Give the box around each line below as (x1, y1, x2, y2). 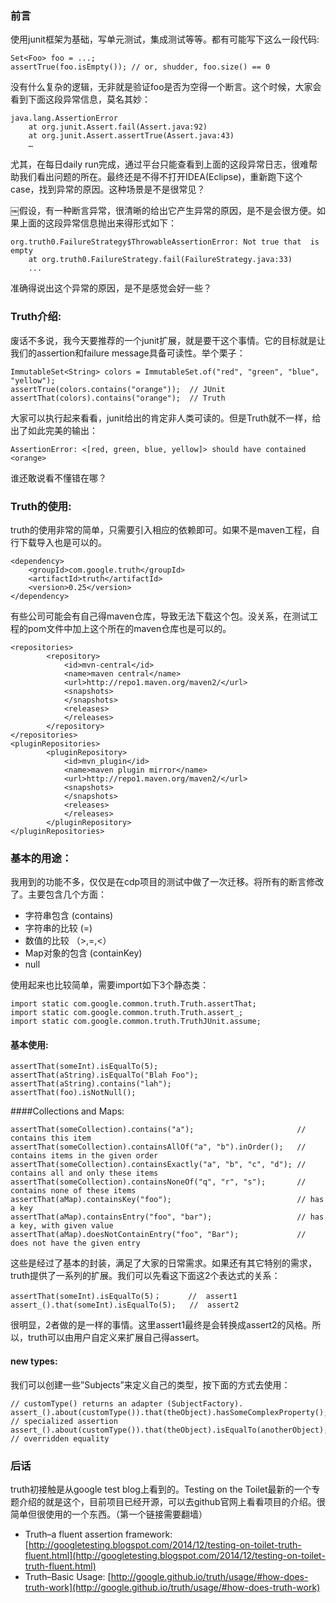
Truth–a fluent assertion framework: (24, 1528, 173, 1540)
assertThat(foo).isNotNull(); (10, 1088, 137, 1098)
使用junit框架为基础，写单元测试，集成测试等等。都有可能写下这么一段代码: (10, 33, 320, 46)
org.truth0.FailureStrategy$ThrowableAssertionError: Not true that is (10, 237, 320, 247)
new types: (10, 1355, 58, 1367)
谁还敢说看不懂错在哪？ (10, 472, 107, 484)
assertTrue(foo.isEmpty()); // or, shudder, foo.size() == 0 (10, 62, 271, 72)
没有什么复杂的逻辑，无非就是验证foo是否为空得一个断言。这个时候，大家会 (10, 81, 322, 93)
